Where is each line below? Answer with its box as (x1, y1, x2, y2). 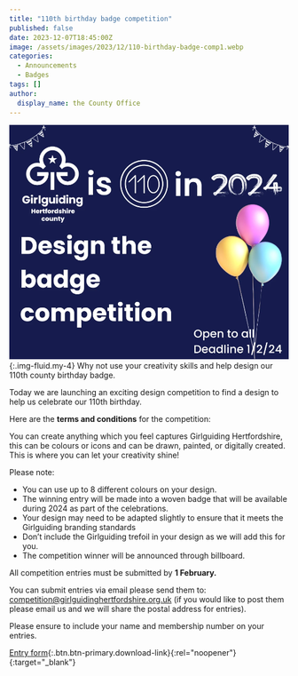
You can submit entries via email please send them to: (9, 585, 207, 595)
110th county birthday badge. (9, 370, 116, 380)
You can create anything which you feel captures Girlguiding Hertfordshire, (9, 431, 284, 441)
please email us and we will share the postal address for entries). (9, 604, 247, 614)
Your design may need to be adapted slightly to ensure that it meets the (21, 513, 284, 523)
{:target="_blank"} (9, 657, 76, 667)
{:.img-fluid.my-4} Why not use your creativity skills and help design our (9, 361, 273, 370)
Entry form (9, 648, 49, 657)
